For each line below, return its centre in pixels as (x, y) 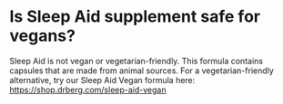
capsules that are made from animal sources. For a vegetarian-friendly (142, 71)
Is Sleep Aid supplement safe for (135, 17)
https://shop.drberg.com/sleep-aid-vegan (88, 90)
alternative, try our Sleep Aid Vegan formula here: (102, 80)
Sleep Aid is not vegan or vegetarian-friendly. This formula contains (136, 61)
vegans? (42, 36)
